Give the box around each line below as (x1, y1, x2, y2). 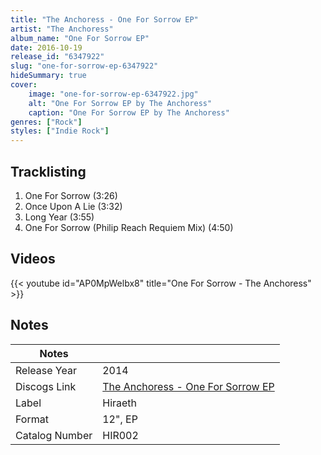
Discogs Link (15, 379, 77, 393)
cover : (10, 80, 38, 90)
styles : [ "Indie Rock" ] (10, 126, 110, 136)
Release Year (15, 363, 77, 377)
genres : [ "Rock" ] (10, 117, 83, 127)
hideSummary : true (10, 71, 87, 81)
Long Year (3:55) (24, 211, 95, 223)
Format (15, 412, 49, 426)
